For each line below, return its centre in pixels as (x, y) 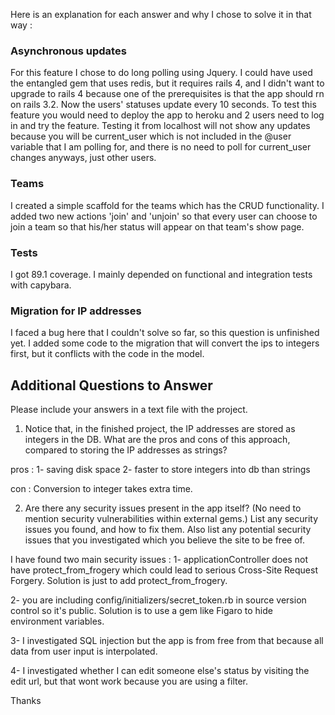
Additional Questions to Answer (111, 385)
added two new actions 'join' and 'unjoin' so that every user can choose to (164, 216)
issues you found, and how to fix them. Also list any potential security (168, 529)
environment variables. (57, 621)
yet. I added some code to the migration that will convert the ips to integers (165, 343)
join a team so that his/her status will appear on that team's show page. (157, 226)
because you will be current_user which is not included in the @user (151, 136)
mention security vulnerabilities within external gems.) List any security (171, 518)
